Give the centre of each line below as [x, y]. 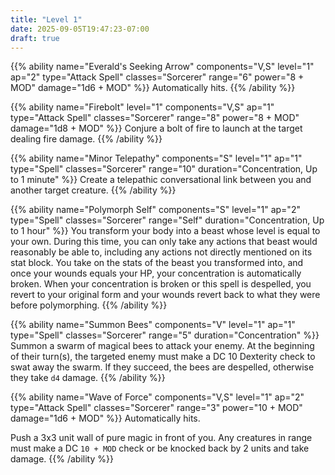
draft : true [35, 38]
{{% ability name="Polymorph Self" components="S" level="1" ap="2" [155, 210]
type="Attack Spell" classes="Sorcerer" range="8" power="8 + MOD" [155, 118]
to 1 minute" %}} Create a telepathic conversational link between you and [161, 180]
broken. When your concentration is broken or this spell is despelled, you [161, 284]
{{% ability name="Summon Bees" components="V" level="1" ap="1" [153, 325]
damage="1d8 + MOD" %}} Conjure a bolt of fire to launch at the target [156, 128]
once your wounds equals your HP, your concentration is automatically [156, 273]
